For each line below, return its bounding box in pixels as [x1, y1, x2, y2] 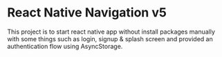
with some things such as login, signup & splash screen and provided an [7, 34, 213, 43]
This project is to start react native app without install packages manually [7, 27, 216, 36]
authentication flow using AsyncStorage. [7, 42, 123, 50]
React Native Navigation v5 [7, 5, 167, 21]
